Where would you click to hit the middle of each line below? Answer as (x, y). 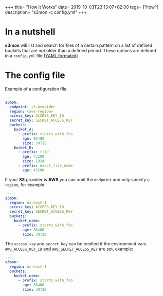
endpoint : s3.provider (32, 107)
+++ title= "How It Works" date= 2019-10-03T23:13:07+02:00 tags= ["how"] (82, 7)
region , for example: (26, 185)
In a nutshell (30, 32)
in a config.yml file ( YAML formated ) (42, 55)
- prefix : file (33, 152)
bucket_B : (24, 148)
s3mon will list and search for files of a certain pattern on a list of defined (79, 45)
